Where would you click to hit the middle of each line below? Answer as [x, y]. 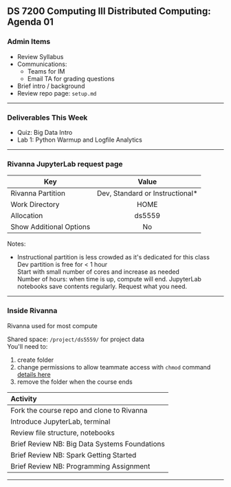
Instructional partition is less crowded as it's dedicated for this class [113, 257]
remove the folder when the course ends [75, 382]
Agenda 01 [30, 22]
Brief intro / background [51, 86]
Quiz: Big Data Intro [45, 132]
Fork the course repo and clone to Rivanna [79, 410]
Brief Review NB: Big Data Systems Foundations [88, 444]
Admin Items [29, 42]
